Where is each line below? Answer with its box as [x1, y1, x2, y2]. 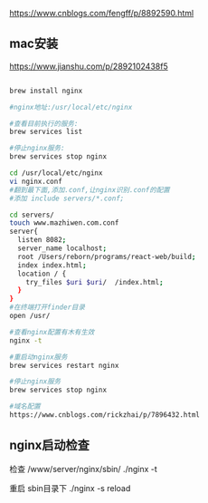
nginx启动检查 [9, 438, 90, 453]
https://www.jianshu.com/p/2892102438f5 [9, 61, 169, 72]
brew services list [9, 127, 83, 137]
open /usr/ [9, 312, 51, 321]
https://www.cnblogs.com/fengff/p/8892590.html [9, 8, 194, 18]
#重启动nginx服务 [9, 353, 68, 362]
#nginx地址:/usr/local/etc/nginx [9, 102, 133, 111]
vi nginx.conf [9, 177, 63, 186]
